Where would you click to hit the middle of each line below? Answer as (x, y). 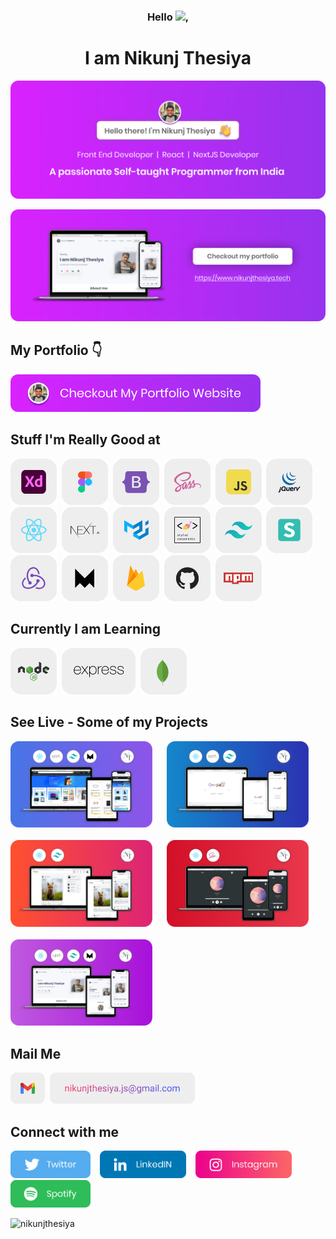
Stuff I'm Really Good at (85, 440)
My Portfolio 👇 (56, 350)
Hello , (168, 17)
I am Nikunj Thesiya (168, 58)
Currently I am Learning (85, 629)
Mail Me (36, 1053)
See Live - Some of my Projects (109, 722)
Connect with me (65, 1131)
